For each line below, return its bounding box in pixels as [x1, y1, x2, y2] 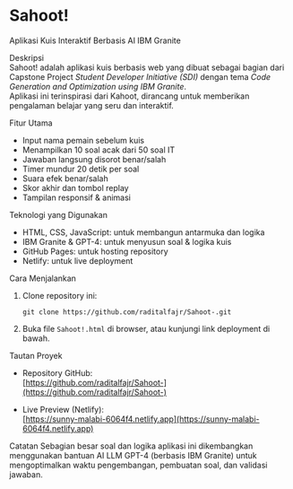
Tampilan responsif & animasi [22, 192, 132, 203]
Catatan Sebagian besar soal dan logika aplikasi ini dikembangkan [9, 441, 254, 451]
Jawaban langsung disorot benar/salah [22, 153, 167, 164]
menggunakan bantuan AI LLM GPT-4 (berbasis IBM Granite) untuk [9, 450, 257, 460]
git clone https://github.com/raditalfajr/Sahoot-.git [22, 307, 232, 317]
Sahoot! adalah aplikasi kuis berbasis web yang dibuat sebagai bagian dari [9, 62, 285, 73]
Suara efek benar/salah [22, 172, 109, 184]
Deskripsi [9, 52, 45, 63]
